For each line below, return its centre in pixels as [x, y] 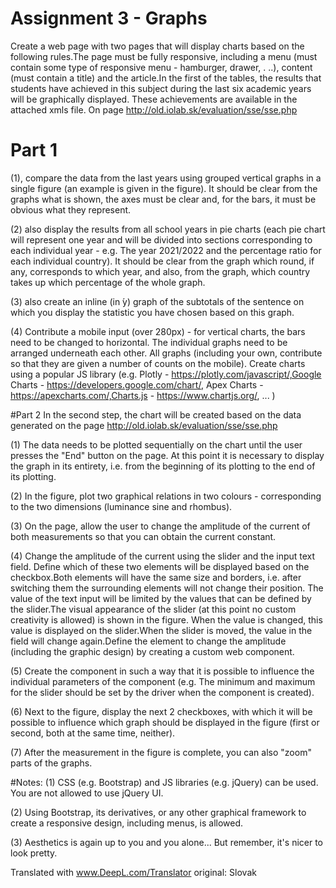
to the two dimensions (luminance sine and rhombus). [121, 506]
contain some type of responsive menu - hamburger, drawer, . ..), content [161, 67]
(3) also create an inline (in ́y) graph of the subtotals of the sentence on [157, 301]
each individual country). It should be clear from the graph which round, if [162, 261]
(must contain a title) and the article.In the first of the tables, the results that [166, 78]
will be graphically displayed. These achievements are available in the [154, 99]
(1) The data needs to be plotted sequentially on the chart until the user [156, 444]
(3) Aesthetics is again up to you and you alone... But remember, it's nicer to [166, 842]
